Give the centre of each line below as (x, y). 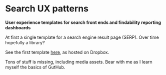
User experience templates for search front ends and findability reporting (83, 22)
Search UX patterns (47, 9)
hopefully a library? (25, 42)
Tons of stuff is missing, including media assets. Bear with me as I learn (79, 62)
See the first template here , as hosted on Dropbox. (57, 52)
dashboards (18, 27)
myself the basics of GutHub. (35, 67)
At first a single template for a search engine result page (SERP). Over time (82, 37)
